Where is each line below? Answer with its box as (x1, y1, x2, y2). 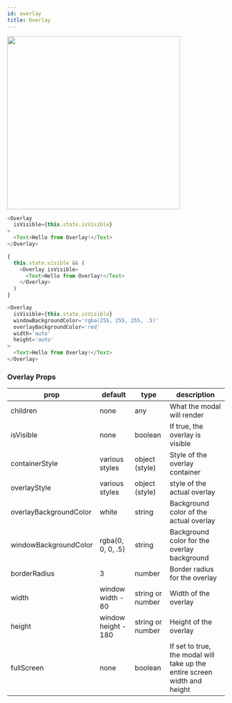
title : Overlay (7, 17, 51, 24)
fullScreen (10, 663, 44, 673)
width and (169, 676, 202, 686)
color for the (169, 536, 210, 546)
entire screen (169, 668, 213, 677)
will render (169, 410, 204, 420)
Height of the (169, 617, 213, 627)
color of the (169, 507, 207, 517)
